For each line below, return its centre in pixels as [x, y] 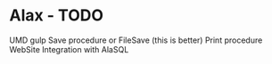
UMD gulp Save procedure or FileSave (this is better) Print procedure [136, 40]
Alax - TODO [57, 16]
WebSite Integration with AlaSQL [69, 49]
